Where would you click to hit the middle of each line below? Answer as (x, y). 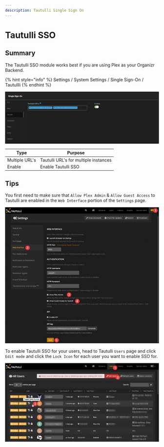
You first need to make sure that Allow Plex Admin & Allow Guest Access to (80, 195)
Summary (20, 53)
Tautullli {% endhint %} (28, 85)
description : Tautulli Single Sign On (44, 10)
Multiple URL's (22, 160)
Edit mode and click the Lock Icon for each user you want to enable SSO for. (82, 357)
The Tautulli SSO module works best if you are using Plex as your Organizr (80, 65)
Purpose (76, 153)
